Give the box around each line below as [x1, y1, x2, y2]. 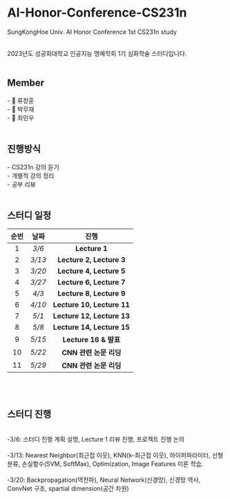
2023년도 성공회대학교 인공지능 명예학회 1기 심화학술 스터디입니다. [7, 49, 187, 57]
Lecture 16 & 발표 [62, 335, 121, 345]
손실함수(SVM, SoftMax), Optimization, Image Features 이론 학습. [21, 460, 204, 468]
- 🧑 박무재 [7, 105, 35, 113]
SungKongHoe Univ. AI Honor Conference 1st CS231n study [7, 28, 178, 36]
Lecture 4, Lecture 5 [57, 266, 126, 276]
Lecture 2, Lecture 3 [57, 255, 126, 265]
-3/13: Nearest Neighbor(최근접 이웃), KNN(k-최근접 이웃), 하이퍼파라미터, [7, 451, 211, 460]
